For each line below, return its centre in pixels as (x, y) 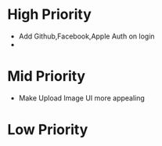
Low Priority (48, 130)
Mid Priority (47, 77)
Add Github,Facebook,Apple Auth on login (86, 36)
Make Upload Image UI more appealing (82, 98)
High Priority (49, 15)
